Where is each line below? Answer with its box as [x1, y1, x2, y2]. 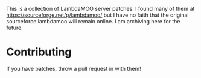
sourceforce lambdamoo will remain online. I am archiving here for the [6, 18, 180, 25]
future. [6, 24, 23, 31]
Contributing [6, 45, 72, 59]
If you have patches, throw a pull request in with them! [6, 65, 141, 72]
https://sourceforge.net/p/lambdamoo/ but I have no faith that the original [6, 11, 189, 19]
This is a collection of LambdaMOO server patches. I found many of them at [6, 5, 195, 12]
